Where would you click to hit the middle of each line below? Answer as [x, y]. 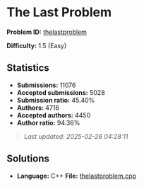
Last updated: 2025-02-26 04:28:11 [76, 136]
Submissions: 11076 [46, 85]
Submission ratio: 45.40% [56, 100]
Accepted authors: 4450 [54, 115]
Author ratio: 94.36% [48, 123]
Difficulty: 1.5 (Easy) [37, 45]
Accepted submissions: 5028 [61, 92]
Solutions [28, 159]
